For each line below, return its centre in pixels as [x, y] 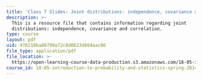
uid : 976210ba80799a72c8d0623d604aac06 [56, 46]
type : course [23, 34]
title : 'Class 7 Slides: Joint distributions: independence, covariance [99, 12]
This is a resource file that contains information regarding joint [99, 23]
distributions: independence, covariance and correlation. [87, 29]
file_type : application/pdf [41, 51]
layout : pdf [21, 40]
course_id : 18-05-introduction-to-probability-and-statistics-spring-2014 [102, 68]
